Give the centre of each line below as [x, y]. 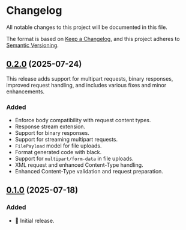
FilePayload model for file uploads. [58, 146]
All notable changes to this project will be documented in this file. [87, 27]
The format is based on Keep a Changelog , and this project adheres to [93, 39]
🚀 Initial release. [34, 220]
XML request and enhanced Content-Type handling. [79, 165]
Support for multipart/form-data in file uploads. [74, 159]
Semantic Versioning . [32, 45]
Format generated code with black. [58, 152]
